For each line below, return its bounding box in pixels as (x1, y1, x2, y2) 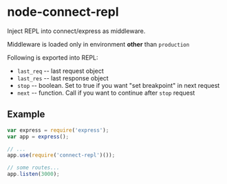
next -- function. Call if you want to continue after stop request (17, 89, 195, 97)
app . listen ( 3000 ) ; (7, 171, 60, 178)
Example (7, 108, 45, 120)
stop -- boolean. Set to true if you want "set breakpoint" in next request (17, 81, 220, 89)
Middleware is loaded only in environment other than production (7, 40, 190, 48)
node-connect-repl (7, 4, 119, 20)
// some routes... (7, 164, 60, 172)
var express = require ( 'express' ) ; (7, 126, 109, 134)
